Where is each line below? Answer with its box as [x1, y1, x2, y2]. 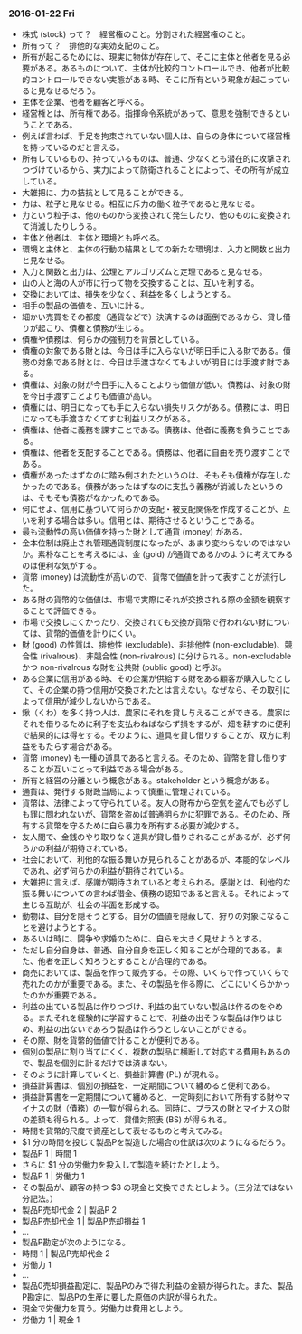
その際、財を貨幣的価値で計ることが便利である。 [21, 1035, 204, 1046]
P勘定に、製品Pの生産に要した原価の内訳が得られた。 [21, 1291, 222, 1302]
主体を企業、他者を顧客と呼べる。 [21, 97, 149, 108]
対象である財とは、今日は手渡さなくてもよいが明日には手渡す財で [37, 356, 283, 368]
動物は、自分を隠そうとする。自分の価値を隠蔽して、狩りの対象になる [21, 911, 283, 922]
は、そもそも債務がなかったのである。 [21, 492, 165, 504]
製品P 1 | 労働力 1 [21, 1170, 85, 1182]
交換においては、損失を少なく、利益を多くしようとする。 [21, 289, 236, 300]
